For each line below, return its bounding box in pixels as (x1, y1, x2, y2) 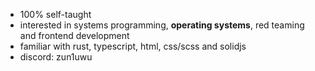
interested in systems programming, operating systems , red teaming (19, 19, 305, 31)
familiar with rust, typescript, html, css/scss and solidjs (19, 40, 247, 52)
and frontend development (19, 30, 130, 41)
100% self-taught (19, 9, 92, 20)
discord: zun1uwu (19, 51, 93, 63)
